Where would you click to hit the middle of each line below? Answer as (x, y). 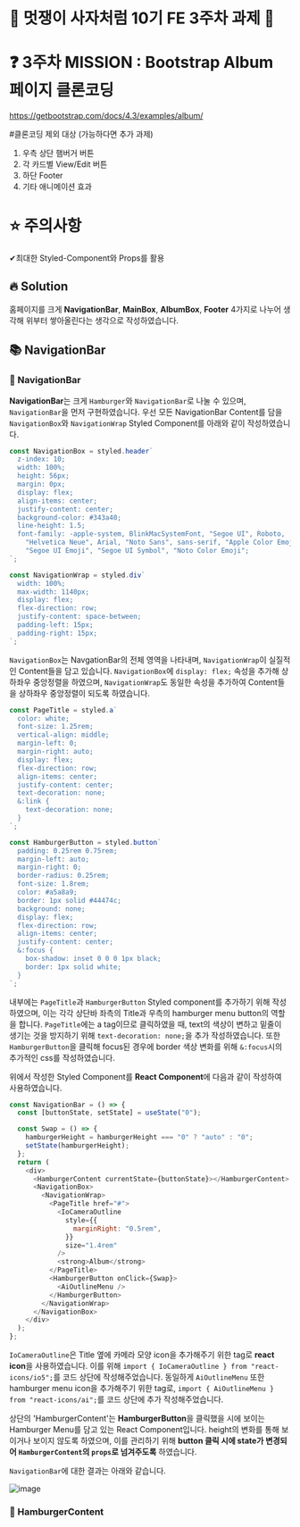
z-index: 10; (42, 459)
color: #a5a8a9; (47, 893)
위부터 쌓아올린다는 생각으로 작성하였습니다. (102, 320)
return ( (33, 1162)
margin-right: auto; (55, 752)
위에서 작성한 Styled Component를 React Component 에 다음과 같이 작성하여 (146, 1076)
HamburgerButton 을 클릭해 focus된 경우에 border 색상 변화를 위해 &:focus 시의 (146, 1047)
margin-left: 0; (47, 743)
